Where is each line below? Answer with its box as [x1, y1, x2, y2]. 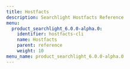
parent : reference [17, 43, 63, 49]
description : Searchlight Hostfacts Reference [6, 14, 124, 20]
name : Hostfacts [17, 37, 58, 43]
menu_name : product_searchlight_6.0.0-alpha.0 [6, 53, 124, 59]
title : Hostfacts [6, 8, 49, 15]
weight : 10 [17, 48, 44, 54]
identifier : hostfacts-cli [17, 31, 84, 37]
